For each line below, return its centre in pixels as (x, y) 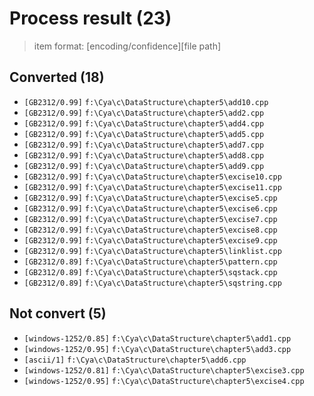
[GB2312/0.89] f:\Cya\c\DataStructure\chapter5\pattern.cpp (150, 262)
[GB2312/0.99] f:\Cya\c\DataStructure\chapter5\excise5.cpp (150, 198)
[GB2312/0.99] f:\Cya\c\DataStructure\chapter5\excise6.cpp (150, 208)
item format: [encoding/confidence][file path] (127, 46)
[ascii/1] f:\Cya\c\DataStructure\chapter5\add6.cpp (135, 360)
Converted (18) (57, 77)
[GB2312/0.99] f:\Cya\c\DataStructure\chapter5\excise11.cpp (152, 187)
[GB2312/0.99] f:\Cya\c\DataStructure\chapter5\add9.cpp (144, 166)
